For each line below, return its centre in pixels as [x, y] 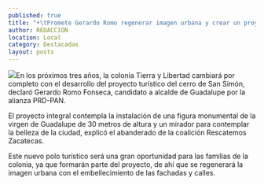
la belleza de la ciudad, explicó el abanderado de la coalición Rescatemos [127, 132]
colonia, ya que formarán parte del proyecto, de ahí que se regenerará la [126, 165]
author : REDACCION [38, 30]
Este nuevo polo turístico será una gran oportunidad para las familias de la [128, 156]
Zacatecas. [26, 141]
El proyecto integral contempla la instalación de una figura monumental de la [132, 116]
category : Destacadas [44, 45]
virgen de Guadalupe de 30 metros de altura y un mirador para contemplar [129, 124]
